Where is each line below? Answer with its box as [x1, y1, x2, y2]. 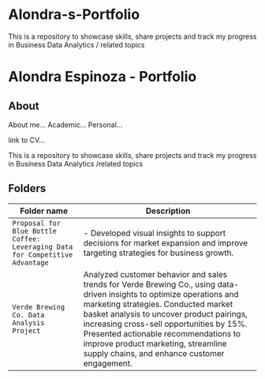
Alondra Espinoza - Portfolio [8, 68, 197, 86]
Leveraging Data [12, 242, 73, 251]
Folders [8, 182, 47, 195]
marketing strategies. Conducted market [83, 298, 233, 310]
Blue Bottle [12, 227, 58, 235]
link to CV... [8, 135, 46, 144]
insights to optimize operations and [109, 288, 239, 299]
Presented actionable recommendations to [83, 328, 241, 339]
